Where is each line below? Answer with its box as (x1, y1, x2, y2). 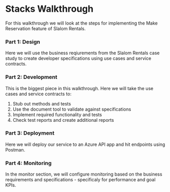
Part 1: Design (5, 38, 40, 45)
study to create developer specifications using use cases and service (5, 55, 152, 61)
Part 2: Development (5, 74, 58, 81)
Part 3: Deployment (5, 130, 55, 137)
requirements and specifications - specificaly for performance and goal (5, 177, 156, 183)
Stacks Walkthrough (5, 3, 93, 15)
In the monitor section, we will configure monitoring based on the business (5, 171, 162, 177)
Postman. (5, 146, 26, 153)
